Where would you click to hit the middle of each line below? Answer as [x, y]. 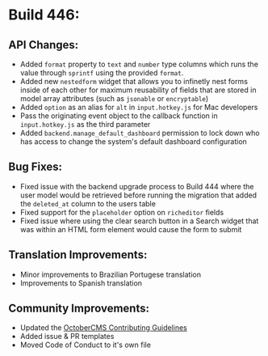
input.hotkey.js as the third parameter [85, 124]
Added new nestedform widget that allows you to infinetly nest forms [134, 81]
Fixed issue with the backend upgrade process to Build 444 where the [137, 186]
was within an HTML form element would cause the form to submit [131, 229]
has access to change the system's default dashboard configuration [134, 142]
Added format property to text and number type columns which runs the [139, 64]
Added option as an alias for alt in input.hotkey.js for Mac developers [139, 107]
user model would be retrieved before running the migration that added [138, 195]
